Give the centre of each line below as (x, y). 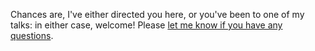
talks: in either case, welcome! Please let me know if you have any (146, 25)
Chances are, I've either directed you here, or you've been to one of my (157, 14)
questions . (32, 35)
